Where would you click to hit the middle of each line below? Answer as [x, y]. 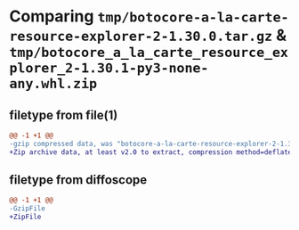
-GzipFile [28, 209]
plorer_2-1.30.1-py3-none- [109, 68]
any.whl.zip [53, 84]
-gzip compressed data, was [61, 144]
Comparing [52, 16]
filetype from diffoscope [78, 180]
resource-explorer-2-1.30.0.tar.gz [141, 37]
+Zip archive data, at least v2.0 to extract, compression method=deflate [151, 152]
